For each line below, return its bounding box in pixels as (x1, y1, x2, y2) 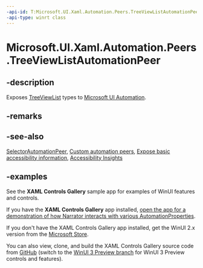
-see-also (6, 131, 44, 142)
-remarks (6, 111, 42, 121)
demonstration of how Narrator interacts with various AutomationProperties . (6, 212, 196, 220)
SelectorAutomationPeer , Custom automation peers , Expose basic (6, 148, 170, 155)
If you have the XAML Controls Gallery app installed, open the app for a (6, 206, 186, 213)
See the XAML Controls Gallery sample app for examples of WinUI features (6, 188, 195, 195)
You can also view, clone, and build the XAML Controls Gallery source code (6, 242, 194, 249)
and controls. (6, 194, 39, 201)
